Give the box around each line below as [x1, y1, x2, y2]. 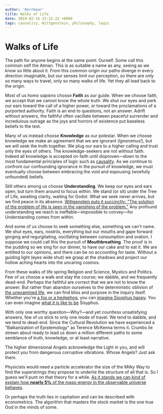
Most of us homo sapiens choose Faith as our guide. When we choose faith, [5, 92, 158, 98]
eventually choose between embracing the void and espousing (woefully [5, 169, 150, 175]
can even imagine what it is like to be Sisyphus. [5, 300, 99, 306]
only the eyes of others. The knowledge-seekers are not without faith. [5, 148, 145, 154]
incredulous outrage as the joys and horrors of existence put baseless [5, 118, 145, 124]
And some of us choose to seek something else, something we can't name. [5, 224, 155, 230]
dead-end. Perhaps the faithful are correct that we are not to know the [5, 279, 146, 285]
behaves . [5, 384, 23, 390]
